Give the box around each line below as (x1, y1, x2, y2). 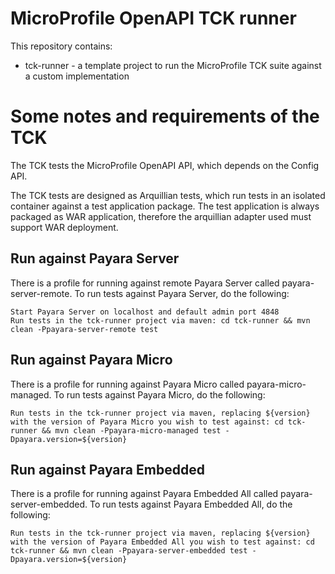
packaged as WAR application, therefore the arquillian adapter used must (10, 210, 312, 222)
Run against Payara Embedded (10, 461, 205, 478)
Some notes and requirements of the (10, 105, 320, 128)
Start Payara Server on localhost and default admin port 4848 (10, 307, 280, 317)
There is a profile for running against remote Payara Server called (10, 277, 280, 289)
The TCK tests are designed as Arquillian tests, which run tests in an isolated (10, 189, 326, 201)
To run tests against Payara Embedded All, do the (89, 498, 293, 511)
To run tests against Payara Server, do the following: (74, 287, 290, 299)
